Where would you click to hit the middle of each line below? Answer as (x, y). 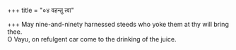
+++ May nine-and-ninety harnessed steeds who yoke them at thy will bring (118, 24)
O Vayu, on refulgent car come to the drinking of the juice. (92, 39)
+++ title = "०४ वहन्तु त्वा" (41, 10)
